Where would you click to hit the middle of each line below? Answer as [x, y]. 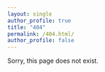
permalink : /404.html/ [41, 34]
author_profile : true [39, 21]
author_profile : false [41, 41]
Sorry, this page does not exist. [53, 61]
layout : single [30, 14]
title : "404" [27, 27]
